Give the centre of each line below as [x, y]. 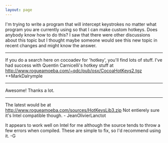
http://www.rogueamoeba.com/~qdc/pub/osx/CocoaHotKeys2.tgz [74, 70]
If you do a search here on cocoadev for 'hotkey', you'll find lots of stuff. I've [84, 60]
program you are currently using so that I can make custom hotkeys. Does [81, 29]
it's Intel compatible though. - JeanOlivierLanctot [55, 115]
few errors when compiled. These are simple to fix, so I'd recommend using [83, 130]
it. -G [10, 135]
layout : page [19, 10]
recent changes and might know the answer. [51, 45]
